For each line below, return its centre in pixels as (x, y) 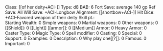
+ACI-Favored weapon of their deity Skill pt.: (50, 17)
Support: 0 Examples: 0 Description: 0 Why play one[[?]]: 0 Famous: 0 (76, 38)
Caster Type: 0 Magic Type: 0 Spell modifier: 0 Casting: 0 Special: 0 (73, 33)
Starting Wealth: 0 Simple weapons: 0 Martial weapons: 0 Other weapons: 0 (81, 23)
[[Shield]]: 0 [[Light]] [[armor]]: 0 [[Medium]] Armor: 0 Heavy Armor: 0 (76, 28)
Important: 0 (18, 43)
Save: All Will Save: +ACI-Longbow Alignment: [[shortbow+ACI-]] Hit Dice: (80, 12)
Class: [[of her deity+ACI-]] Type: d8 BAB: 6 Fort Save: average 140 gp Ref (80, 7)
